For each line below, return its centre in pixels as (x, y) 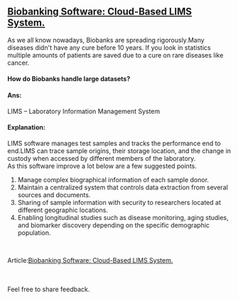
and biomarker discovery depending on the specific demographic (114, 225)
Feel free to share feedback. (49, 289)
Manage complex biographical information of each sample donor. (113, 179)
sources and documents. (54, 194)
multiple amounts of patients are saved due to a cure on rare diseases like (115, 55)
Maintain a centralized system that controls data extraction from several (123, 187)
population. (34, 232)
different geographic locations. (63, 210)
